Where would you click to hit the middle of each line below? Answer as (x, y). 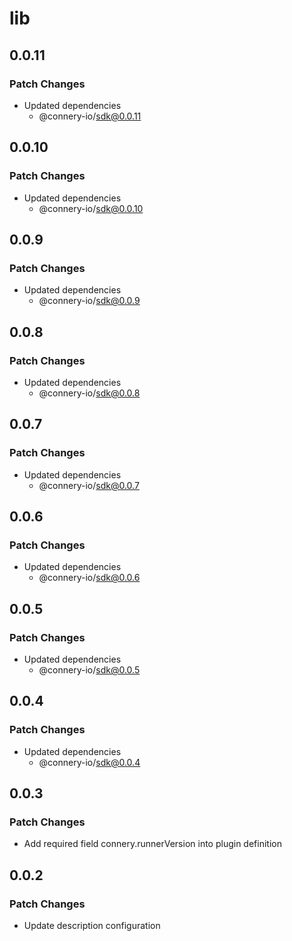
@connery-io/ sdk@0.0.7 (89, 485)
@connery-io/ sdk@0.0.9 (89, 301)
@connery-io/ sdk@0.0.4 (89, 762)
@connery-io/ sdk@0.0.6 (89, 578)
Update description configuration (92, 926)
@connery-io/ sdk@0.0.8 (89, 393)
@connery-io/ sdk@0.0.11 (90, 116)
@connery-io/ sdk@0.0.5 (89, 670)
